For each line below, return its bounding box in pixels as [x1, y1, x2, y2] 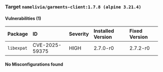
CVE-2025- [33, 42, 62, 49]
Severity [68, 30, 89, 37]
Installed [94, 28, 114, 34]
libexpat [7, 45, 28, 51]
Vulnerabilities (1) [5, 15, 41, 21]
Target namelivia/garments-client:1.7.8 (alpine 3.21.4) [5, 3, 142, 10]
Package [7, 30, 28, 37]
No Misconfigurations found [5, 61, 63, 67]
